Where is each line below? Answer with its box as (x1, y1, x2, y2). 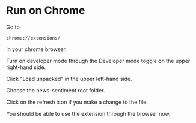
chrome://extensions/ (6, 35, 61, 41)
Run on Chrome (6, 4, 85, 17)
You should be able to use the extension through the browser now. (6, 110, 171, 117)
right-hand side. (6, 64, 46, 71)
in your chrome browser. (6, 46, 67, 53)
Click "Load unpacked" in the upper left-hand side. (6, 75, 132, 82)
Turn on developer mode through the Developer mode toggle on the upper (6, 57, 191, 64)
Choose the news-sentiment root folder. (6, 86, 105, 94)
